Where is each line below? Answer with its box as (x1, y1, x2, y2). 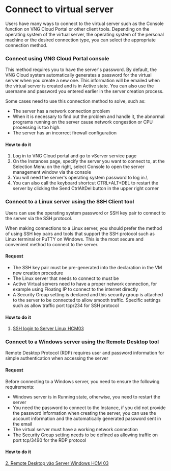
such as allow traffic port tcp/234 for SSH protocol (12, 302, 119, 309)
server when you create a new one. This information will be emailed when (5, 78, 160, 84)
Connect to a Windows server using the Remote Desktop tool (5, 338, 159, 345)
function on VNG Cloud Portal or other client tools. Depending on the (5, 26, 150, 32)
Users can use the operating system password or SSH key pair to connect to (5, 209, 166, 216)
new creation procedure (12, 270, 64, 276)
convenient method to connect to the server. (5, 241, 99, 247)
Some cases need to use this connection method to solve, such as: (5, 98, 146, 104)
